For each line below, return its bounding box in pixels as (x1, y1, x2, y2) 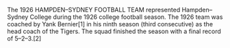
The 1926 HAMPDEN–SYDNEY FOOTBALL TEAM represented (7, 6, 181, 14)
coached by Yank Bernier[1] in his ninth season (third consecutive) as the (7, 20, 214, 28)
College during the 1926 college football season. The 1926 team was (29, 13, 223, 21)
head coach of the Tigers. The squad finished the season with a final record (7, 27, 221, 35)
